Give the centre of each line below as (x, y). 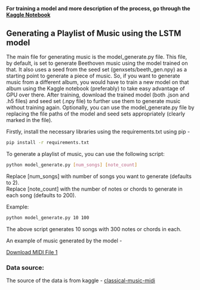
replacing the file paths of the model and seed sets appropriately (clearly (96, 114)
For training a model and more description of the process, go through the (98, 8)
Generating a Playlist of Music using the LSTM (94, 33)
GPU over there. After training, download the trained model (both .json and (98, 95)
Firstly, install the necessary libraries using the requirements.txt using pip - (98, 132)
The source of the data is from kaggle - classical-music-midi (81, 280)
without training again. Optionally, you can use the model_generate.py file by (100, 108)
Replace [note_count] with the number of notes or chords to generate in (95, 189)
